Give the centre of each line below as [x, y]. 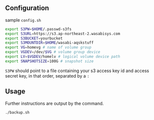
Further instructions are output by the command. [55, 103]
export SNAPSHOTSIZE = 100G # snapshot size [49, 61]
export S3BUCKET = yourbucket [34, 38]
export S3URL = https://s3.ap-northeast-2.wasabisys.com [63, 34]
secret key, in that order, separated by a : [47, 76]
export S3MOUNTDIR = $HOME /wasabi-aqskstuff [49, 43]
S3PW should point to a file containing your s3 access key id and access [77, 71]
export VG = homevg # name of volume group [48, 47]
